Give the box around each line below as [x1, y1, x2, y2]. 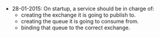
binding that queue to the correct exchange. [20, 24, 131, 31]
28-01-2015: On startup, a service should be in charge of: [11, 5, 155, 12]
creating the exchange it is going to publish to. [20, 11, 137, 18]
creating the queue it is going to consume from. [20, 18, 140, 24]
